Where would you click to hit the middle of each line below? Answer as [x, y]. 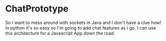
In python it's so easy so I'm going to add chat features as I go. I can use [81, 27]
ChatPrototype [37, 9]
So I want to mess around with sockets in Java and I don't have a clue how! [83, 22]
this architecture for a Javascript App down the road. [60, 33]
